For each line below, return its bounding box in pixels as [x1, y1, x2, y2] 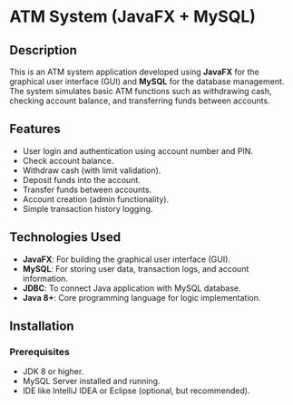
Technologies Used [9, 229, 121, 246]
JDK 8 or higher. [22, 366, 84, 377]
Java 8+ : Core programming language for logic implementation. [22, 292, 261, 303]
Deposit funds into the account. [22, 174, 141, 185]
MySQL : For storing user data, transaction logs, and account [22, 263, 249, 274]
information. [22, 273, 68, 284]
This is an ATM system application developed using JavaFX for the [9, 66, 260, 77]
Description [9, 43, 77, 58]
